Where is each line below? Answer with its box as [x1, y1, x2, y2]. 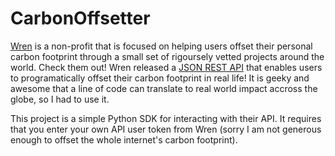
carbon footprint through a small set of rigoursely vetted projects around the [10, 50, 325, 62]
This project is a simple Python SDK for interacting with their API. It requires [10, 112, 322, 124]
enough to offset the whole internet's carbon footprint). [10, 133, 238, 146]
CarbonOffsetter [10, 7, 151, 30]
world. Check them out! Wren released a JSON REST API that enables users [10, 61, 323, 73]
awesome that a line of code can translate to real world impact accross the [10, 82, 318, 94]
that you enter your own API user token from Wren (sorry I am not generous [10, 123, 322, 135]
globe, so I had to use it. [10, 93, 110, 105]
